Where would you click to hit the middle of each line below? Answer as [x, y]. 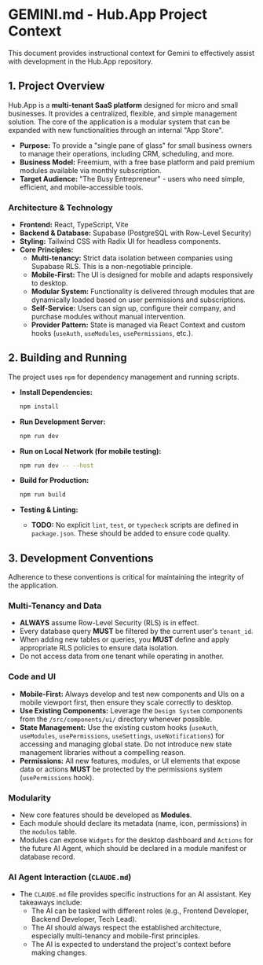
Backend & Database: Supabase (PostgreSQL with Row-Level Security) [135, 233]
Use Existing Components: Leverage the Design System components [131, 710]
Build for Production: [54, 481]
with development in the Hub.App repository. [80, 61]
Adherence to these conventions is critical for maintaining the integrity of [126, 577]
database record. [47, 857]
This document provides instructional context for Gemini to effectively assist [131, 53]
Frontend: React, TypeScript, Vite [74, 225]
